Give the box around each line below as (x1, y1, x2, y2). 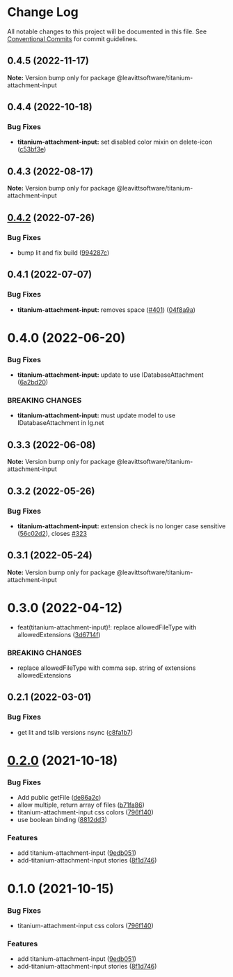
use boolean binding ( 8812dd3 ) (17, 816, 108, 824)
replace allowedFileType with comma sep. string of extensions (17, 664, 196, 672)
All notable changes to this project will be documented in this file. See (7, 27, 207, 36)
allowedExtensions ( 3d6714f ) (17, 630, 101, 639)
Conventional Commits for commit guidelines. (7, 34, 138, 43)
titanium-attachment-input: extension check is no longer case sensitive (17, 521, 226, 530)
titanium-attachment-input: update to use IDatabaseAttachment (17, 371, 204, 379)
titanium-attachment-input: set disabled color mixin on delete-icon (17, 137, 213, 147)
